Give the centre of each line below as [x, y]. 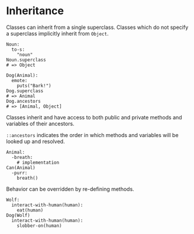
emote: [20, 80]
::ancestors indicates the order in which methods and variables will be [92, 135]
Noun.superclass [26, 60]
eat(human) [30, 210]
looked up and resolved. [35, 141]
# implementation [38, 162]
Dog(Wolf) [18, 215]
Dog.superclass [25, 91]
